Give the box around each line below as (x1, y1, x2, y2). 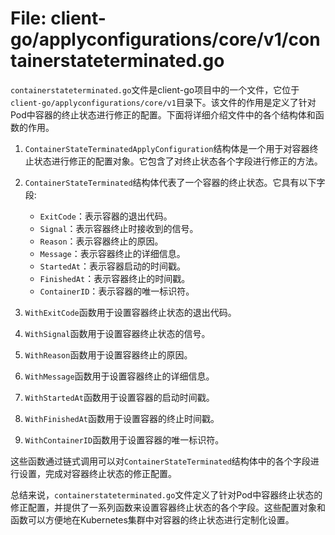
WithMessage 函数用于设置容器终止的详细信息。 (24, 370, 215, 382)
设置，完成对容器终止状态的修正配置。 (18, 467, 177, 479)
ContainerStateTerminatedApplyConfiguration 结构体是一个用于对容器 (24, 142, 310, 154)
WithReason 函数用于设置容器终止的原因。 (24, 348, 193, 361)
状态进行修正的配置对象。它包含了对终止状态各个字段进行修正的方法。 (33, 155, 323, 167)
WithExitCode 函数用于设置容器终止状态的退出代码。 (24, 306, 237, 318)
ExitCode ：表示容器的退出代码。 (39, 210, 173, 222)
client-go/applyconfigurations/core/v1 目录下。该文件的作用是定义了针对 (10, 96, 317, 108)
